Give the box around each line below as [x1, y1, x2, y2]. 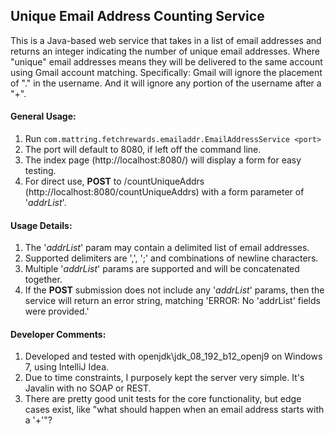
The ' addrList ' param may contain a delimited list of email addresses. [24, 242, 310, 254]
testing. [24, 165, 57, 177]
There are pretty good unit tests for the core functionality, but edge [24, 393, 302, 405]
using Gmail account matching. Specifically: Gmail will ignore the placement [10, 66, 323, 78]
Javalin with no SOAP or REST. [24, 382, 152, 394]
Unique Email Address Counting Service [10, 8, 265, 25]
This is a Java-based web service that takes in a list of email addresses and [10, 34, 322, 46]
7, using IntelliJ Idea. [24, 361, 110, 373]
